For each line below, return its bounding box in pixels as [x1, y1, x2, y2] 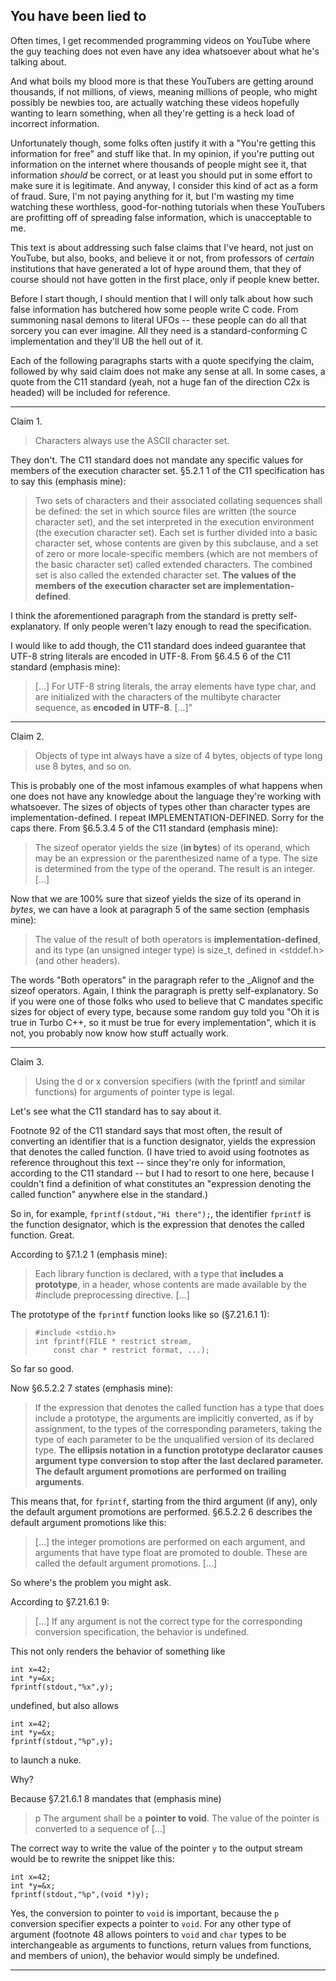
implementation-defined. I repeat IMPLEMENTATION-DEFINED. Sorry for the [10, 811, 325, 823]
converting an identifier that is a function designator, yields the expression [10, 1135, 317, 1147]
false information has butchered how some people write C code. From [10, 303, 299, 315]
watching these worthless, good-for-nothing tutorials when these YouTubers [10, 200, 326, 213]
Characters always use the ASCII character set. [34, 434, 230, 446]
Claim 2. [10, 730, 45, 742]
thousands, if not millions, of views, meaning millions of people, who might [10, 85, 318, 98]
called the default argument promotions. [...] [34, 1557, 218, 1569]
